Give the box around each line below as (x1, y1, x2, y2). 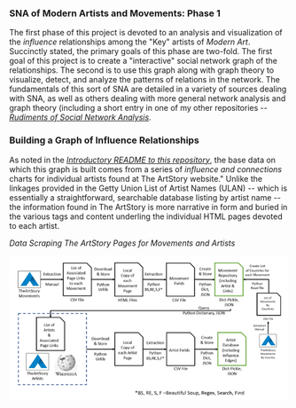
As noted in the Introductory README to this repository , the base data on (9, 154, 277, 165)
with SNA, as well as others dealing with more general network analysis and (9, 93, 286, 104)
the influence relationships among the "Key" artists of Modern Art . (9, 36, 251, 47)
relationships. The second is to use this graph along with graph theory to (9, 65, 275, 75)
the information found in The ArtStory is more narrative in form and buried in (9, 201, 288, 212)
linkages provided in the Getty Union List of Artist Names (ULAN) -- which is (9, 183, 288, 193)
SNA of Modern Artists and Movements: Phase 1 (9, 7, 222, 20)
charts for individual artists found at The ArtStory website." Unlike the (9, 173, 263, 184)
